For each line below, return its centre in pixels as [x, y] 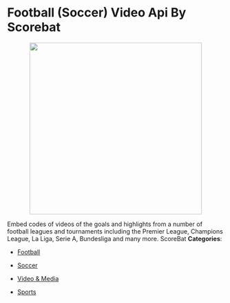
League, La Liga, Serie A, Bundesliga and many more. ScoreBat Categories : [115, 238]
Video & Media [38, 278]
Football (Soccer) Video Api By [97, 13]
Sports [27, 292]
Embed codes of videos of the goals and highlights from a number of [105, 224]
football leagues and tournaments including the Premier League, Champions [115, 231]
